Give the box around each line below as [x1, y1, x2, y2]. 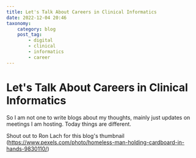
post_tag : [17, 32, 43, 38]
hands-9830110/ [6, 145, 48, 153]
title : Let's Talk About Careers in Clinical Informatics [6, 9, 157, 15]
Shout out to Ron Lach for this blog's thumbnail [6, 132, 125, 139]
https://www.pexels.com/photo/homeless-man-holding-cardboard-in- [8, 138, 185, 146]
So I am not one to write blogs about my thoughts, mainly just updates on [6, 113, 191, 121]
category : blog [17, 26, 56, 32]
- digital [28, 37, 53, 43]
